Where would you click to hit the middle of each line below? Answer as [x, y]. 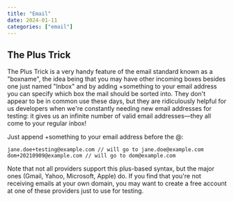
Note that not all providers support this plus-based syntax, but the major [111, 169]
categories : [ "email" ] [40, 26]
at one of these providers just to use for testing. [76, 191]
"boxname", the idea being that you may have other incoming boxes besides [117, 79]
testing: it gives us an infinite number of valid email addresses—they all [109, 116]
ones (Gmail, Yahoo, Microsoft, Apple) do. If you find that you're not [104, 176]
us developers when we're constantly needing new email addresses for [110, 109]
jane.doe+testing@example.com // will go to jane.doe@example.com [106, 150]
